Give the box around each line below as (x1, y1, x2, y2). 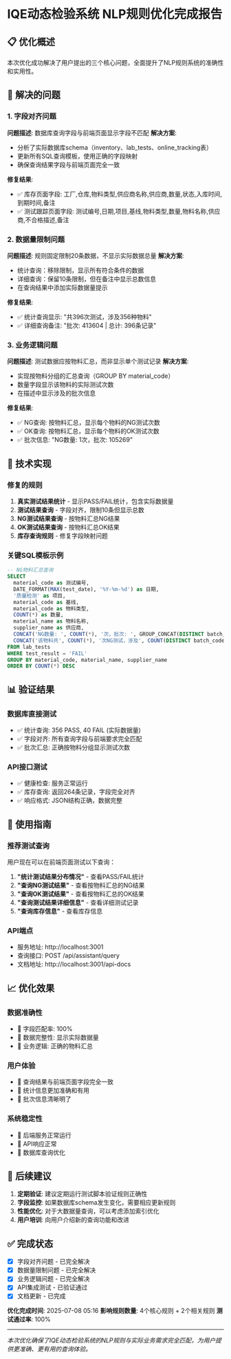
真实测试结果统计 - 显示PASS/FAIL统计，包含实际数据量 (16, 497, 174, 505)
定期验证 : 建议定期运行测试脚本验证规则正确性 (16, 1190, 148, 1198)
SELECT (7, 573, 26, 580)
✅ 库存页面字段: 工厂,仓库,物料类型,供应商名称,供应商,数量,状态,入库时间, (16, 190, 222, 198)
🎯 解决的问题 (7, 89, 60, 101)
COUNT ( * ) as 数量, (13, 612, 64, 618)
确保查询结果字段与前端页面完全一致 (16, 160, 120, 169)
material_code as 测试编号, (13, 580, 89, 587)
